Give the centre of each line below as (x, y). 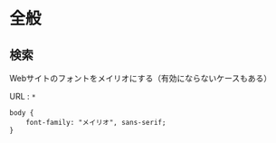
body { (22, 113)
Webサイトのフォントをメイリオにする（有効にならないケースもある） (141, 78)
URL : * (23, 96)
